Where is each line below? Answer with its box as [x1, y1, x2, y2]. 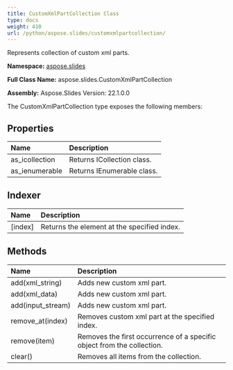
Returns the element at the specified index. [40, 221, 180, 231]
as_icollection [10, 155, 55, 165]
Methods [7, 246, 47, 258]
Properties [7, 122, 54, 134]
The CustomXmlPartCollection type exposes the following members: [7, 102, 203, 111]
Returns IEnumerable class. [69, 166, 158, 176]
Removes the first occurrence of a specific [77, 331, 216, 341]
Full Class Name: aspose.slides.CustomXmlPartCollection [7, 76, 172, 84]
